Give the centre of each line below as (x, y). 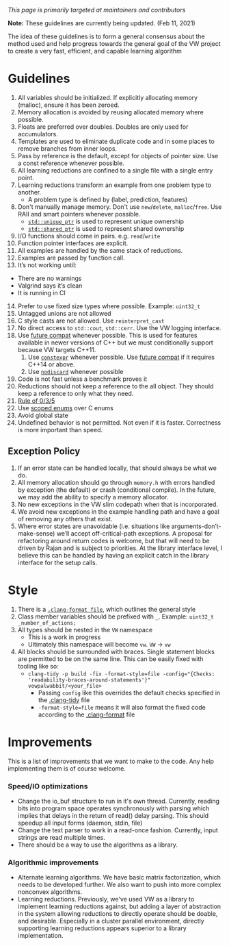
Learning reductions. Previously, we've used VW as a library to (106, 899)
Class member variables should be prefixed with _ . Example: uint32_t (116, 617)
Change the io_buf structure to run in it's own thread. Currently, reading (118, 801)
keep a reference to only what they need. (76, 393)
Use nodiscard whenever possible (76, 371)
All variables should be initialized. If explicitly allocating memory (107, 97)
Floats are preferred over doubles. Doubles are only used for (103, 127)
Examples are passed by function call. (71, 258)
